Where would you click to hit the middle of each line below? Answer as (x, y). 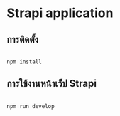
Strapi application (60, 13)
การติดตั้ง (23, 39)
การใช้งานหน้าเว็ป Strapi (52, 84)
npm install (24, 62)
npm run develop (31, 106)
